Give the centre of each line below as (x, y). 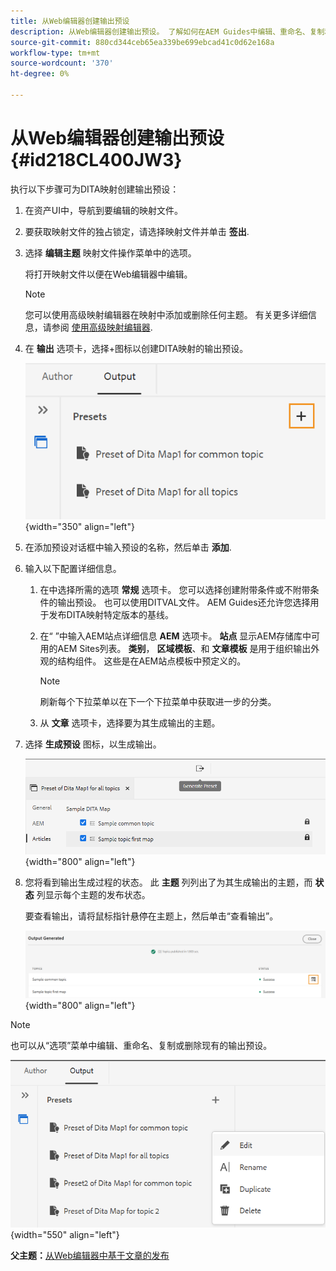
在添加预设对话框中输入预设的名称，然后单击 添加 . (128, 547)
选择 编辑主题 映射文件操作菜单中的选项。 (110, 252)
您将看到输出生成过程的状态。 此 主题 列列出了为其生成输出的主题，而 (168, 882)
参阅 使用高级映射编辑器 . (102, 327)
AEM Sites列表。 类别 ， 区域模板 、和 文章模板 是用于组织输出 (184, 648)
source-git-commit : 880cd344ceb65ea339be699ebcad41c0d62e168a (142, 42)
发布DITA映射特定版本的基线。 (111, 614)
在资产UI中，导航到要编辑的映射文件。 (103, 210)
